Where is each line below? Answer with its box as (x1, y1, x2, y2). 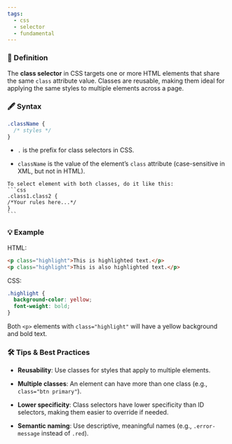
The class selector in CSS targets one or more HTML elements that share (7, 69, 220, 77)
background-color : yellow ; (13, 296, 93, 304)
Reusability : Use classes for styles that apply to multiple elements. (17, 366, 211, 375)
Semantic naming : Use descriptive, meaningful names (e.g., (17, 422, 192, 430)
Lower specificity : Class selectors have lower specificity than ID (17, 401, 205, 409)
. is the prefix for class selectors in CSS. (17, 146, 135, 154)
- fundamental (13, 29, 55, 37)
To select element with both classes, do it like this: (7, 180, 174, 188)
